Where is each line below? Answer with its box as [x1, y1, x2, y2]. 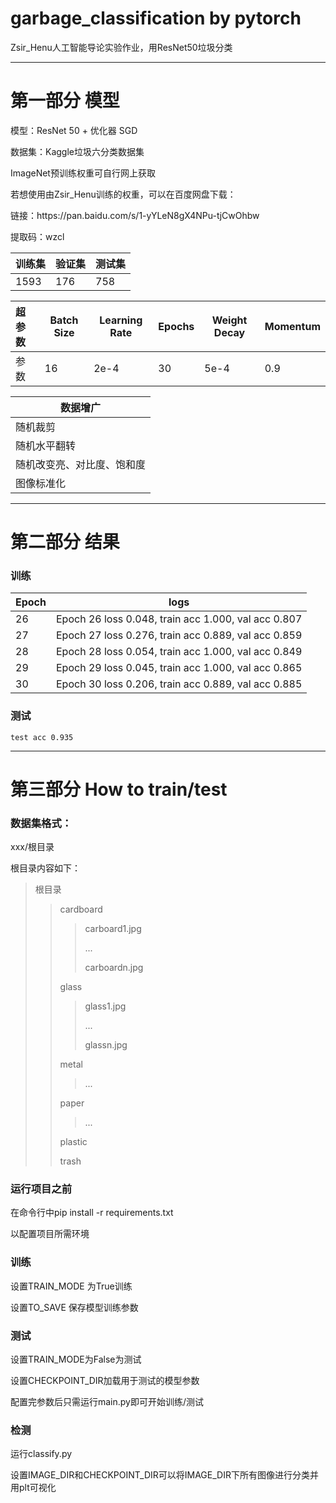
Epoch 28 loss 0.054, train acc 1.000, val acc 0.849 [56, 645, 303, 659]
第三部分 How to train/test [10, 778, 228, 801]
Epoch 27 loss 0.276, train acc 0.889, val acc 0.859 [56, 628, 303, 642]
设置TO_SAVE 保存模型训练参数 [10, 1301, 139, 1313]
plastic [59, 1136, 88, 1148]
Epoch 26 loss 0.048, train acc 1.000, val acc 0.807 [56, 612, 303, 626]
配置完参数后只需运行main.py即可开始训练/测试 [10, 1396, 205, 1408]
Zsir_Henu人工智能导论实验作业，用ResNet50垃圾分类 [10, 41, 233, 53]
